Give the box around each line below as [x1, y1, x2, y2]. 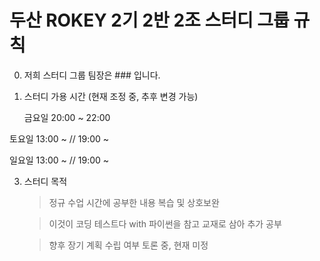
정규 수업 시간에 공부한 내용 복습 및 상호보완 [48, 196, 220, 208]
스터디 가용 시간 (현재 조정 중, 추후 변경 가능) [23, 90, 199, 102]
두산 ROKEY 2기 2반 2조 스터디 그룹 [9, 9, 290, 32]
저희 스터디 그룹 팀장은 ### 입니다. [23, 69, 161, 81]
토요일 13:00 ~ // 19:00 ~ [9, 132, 110, 145]
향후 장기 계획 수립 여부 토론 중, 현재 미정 [48, 239, 209, 251]
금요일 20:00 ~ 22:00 [23, 111, 111, 123]
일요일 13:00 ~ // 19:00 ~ [9, 154, 110, 166]
